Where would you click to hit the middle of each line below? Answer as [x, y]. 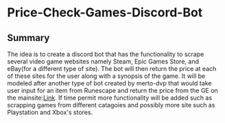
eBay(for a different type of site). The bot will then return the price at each [112, 69]
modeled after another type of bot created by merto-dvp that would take [109, 83]
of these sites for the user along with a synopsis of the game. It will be [106, 76]
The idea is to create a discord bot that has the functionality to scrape [106, 54]
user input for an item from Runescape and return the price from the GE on [113, 91]
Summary [28, 38]
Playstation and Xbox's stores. [50, 112]
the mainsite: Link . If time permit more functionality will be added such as [110, 98]
